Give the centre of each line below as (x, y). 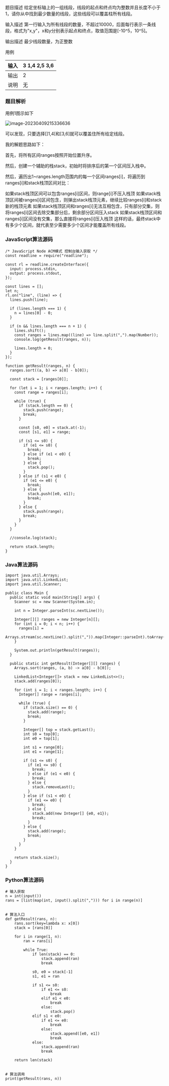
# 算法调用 (15, 1074)
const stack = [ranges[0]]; (39, 379)
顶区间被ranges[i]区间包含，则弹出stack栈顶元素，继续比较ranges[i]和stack (83, 200)
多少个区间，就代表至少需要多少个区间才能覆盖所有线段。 (69, 225)
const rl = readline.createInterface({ (47, 264)
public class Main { (27, 593)
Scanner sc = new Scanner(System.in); (55, 602)
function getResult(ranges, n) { (40, 366)
